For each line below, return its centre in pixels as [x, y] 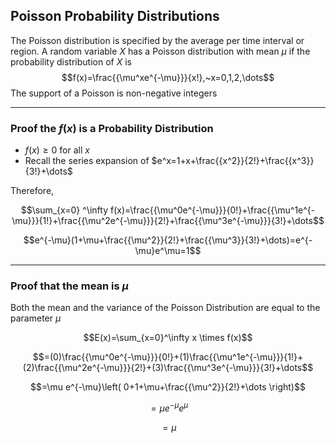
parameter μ [36, 318]
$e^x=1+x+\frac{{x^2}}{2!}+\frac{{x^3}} [233, 161]
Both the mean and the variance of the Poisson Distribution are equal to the [165, 308]
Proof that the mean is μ [69, 286]
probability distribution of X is [71, 61]
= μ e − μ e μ [169, 407]
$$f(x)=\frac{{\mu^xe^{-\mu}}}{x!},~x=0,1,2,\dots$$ [168, 77]
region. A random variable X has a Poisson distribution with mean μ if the [160, 51]
